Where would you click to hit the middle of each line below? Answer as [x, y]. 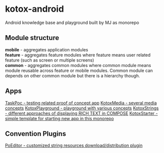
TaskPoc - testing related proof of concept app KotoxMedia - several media [81, 103]
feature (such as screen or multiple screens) [50, 60]
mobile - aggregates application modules [47, 49]
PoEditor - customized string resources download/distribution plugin [74, 146]
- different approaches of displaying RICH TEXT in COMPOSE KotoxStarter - [82, 113]
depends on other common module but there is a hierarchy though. [72, 76]
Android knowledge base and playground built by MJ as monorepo [72, 22]
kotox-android [35, 9]
